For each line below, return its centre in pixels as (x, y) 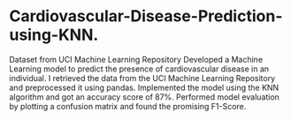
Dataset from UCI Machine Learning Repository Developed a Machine (136, 59)
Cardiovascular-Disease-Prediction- (146, 16)
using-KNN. (54, 35)
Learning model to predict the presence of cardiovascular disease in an (139, 69)
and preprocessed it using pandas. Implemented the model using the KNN (144, 87)
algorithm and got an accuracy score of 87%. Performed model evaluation (145, 97)
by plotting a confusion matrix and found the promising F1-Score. (128, 106)
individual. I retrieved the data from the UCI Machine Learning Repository (142, 78)
